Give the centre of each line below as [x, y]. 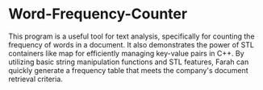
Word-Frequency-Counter [98, 14]
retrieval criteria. [35, 79]
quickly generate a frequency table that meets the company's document [128, 70]
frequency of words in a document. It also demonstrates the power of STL [131, 44]
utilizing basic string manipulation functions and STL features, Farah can [129, 62]
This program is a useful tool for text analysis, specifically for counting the [132, 36]
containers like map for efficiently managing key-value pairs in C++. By [126, 53]
